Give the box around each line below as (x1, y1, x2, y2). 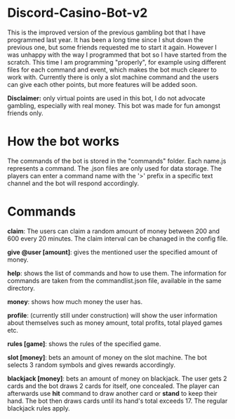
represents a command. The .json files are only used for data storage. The (7, 164, 222, 173)
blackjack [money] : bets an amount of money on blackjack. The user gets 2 (7, 374, 227, 383)
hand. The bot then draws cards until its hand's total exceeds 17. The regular (7, 397, 228, 405)
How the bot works (7, 133, 120, 149)
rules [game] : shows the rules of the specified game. (7, 339, 161, 348)
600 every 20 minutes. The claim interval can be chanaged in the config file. (7, 234, 228, 243)
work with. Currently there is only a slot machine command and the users (7, 72, 219, 81)
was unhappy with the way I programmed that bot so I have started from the (7, 51, 227, 59)
